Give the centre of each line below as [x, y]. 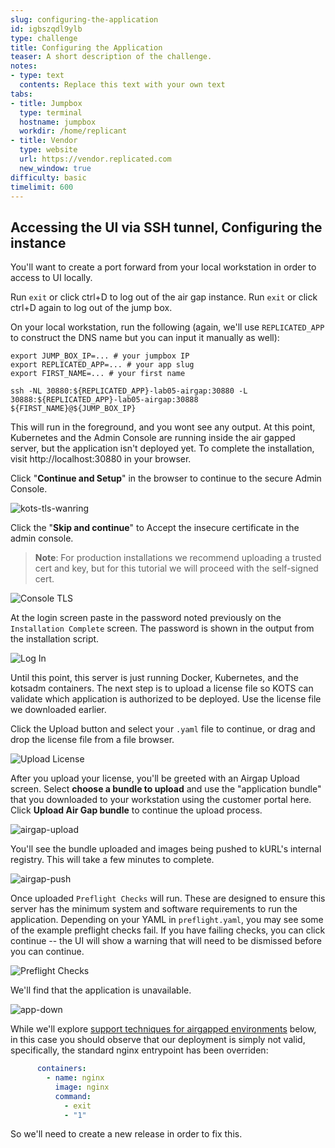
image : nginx [82, 1087]
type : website [48, 150]
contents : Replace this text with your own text [122, 85]
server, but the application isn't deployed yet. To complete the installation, [162, 448]
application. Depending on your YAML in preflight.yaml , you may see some [167, 920]
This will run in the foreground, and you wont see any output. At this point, [163, 427]
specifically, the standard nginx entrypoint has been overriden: [139, 1050]
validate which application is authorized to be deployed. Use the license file [166, 699]
